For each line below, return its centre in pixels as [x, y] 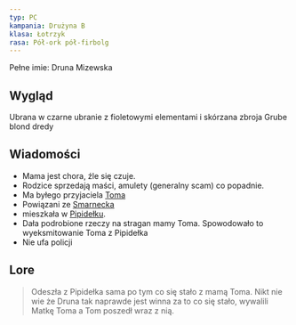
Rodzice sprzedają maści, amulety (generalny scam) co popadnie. [143, 185]
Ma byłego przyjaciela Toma [74, 195]
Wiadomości [45, 154]
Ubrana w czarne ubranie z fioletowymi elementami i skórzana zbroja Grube [148, 118]
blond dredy [32, 126]
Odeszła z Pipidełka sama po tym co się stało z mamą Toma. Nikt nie [156, 291]
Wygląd [31, 96]
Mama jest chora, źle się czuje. [79, 175]
